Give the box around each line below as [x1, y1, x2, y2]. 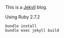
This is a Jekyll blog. [5, 4, 47, 10]
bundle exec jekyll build [5, 28, 59, 33]
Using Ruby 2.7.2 [5, 14, 40, 19]
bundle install [5, 23, 37, 28]
